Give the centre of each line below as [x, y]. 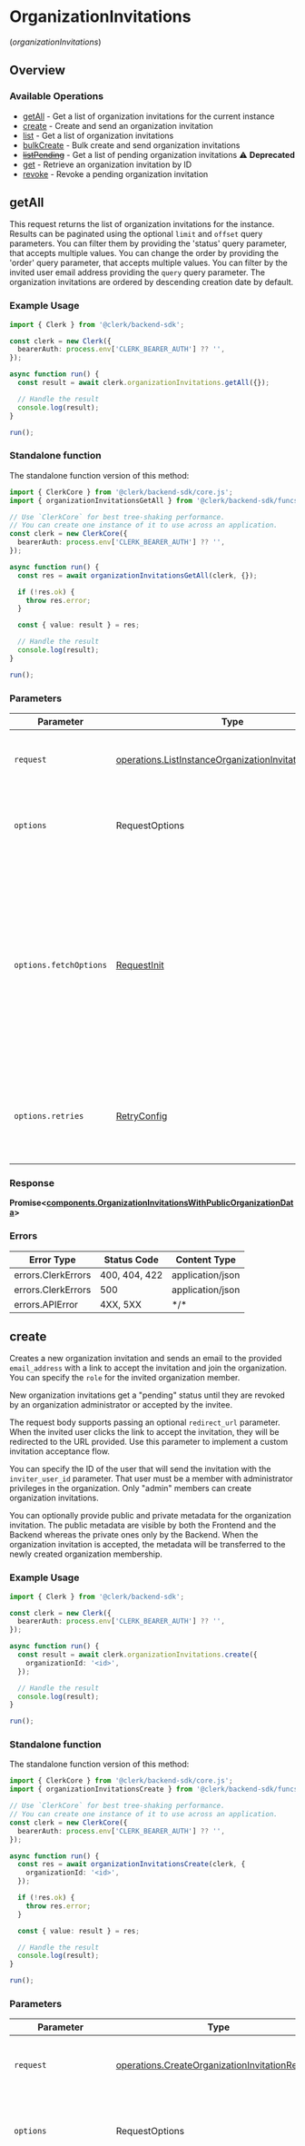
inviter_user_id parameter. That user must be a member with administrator [151, 1478]
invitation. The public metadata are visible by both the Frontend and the [143, 1525]
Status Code [131, 1260]
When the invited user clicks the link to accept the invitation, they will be [144, 1432]
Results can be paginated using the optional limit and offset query [136, 234]
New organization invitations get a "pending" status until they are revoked [148, 1395]
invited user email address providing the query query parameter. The [138, 272]
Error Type [52, 1260]
